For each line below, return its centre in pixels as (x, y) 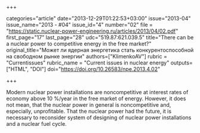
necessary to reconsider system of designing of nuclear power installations (99, 117)
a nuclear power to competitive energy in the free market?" (79, 44)
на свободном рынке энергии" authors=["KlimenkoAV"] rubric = (87, 56)
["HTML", (17, 69)
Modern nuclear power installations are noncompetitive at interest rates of (97, 92)
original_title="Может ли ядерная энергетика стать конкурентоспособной (100, 50)
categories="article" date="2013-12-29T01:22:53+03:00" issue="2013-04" (99, 18)
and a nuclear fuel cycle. (36, 124)
